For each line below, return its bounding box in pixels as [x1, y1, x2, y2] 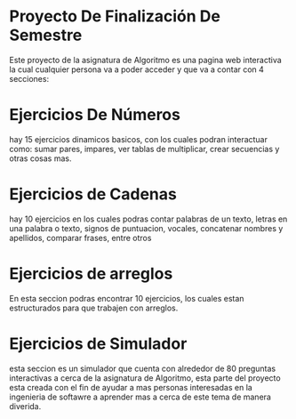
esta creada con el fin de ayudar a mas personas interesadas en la [9, 382, 253, 392]
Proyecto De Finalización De [9, 6, 220, 27]
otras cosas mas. [9, 153, 72, 164]
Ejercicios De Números [9, 105, 180, 125]
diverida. [9, 400, 42, 411]
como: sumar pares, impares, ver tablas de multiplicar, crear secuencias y [9, 143, 280, 154]
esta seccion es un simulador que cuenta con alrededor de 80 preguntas [9, 363, 276, 374]
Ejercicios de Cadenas [9, 184, 178, 205]
